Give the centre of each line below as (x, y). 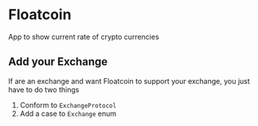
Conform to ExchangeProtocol (68, 104)
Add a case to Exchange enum (68, 113)
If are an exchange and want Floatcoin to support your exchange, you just (129, 81)
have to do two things (44, 89)
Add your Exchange (58, 62)
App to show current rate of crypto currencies (84, 37)
